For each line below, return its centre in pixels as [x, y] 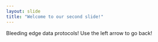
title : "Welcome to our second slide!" [55, 17]
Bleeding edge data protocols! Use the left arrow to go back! [79, 33]
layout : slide [23, 11]
